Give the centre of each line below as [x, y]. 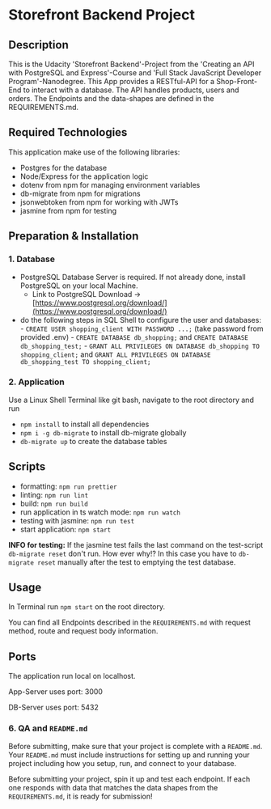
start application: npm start [66, 529]
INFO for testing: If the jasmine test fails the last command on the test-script [136, 544]
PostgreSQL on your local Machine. [79, 286]
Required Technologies [68, 132]
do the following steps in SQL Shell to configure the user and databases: [140, 320]
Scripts [27, 467]
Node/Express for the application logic [84, 176]
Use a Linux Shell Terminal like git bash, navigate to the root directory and [131, 400]
